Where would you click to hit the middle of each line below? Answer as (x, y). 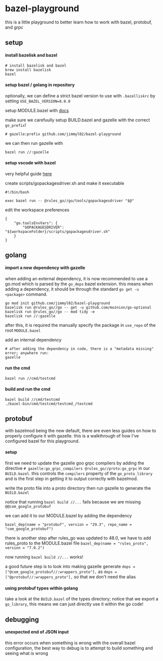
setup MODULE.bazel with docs (37, 110)
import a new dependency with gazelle (45, 268)
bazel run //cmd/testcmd (30, 378)
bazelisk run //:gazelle (30, 316)
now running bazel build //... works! (44, 557)
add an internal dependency (33, 340)
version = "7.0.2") (25, 548)
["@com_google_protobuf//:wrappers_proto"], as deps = (61, 571)
